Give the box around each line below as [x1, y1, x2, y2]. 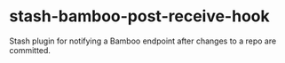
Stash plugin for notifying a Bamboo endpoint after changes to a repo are [9, 35, 277, 46]
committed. [9, 44, 51, 55]
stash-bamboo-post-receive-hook [9, 6, 270, 27]
